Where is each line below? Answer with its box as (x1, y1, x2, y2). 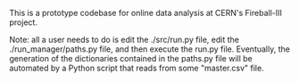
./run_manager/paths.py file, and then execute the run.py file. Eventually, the (9, 44, 290, 54)
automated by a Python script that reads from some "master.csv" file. (9, 62, 265, 73)
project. (9, 17, 38, 28)
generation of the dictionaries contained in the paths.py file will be (9, 53, 253, 63)
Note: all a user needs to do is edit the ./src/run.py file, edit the (9, 35, 239, 45)
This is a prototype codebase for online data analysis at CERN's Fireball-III (9, 8, 283, 18)
